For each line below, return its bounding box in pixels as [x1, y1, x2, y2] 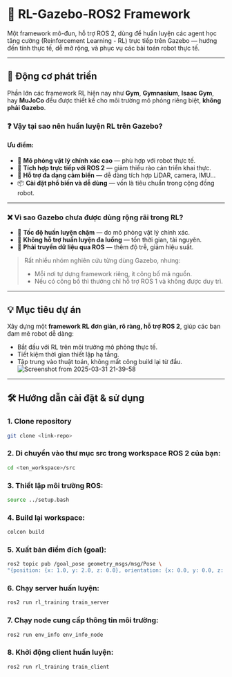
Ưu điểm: [7, 141, 35, 150]
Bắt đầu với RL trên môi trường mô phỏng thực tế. [17, 343, 158, 351]
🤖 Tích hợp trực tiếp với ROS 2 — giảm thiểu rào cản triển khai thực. [17, 163, 212, 172]
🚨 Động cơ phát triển [7, 71, 97, 82]
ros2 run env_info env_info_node [7, 631, 104, 638]
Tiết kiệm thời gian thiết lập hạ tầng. [17, 350, 119, 359]
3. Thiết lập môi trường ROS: [7, 480, 104, 490]
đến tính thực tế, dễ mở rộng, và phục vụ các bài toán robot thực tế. [7, 44, 200, 52]
